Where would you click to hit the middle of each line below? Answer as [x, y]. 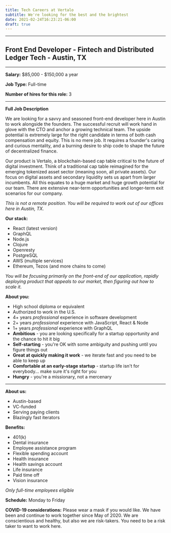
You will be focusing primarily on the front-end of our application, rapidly [82, 276]
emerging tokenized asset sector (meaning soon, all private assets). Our [81, 172]
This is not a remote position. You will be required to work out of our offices [84, 203]
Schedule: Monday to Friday [35, 500]
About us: [16, 392]
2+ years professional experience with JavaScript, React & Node [80, 323]
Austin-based [27, 401]
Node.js [21, 239]
